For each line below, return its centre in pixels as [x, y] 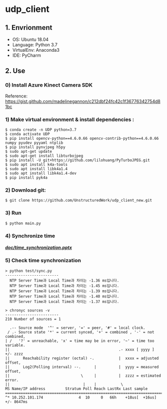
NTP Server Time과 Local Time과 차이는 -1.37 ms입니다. [64, 302]
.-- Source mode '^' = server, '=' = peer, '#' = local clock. [78, 328]
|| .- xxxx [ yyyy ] [80, 349]
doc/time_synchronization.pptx [39, 248]
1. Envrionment [29, 28]
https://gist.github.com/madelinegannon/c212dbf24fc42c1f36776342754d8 [83, 101]
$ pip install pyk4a [27, 178]
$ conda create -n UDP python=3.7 [41, 130]
